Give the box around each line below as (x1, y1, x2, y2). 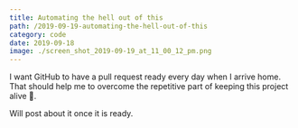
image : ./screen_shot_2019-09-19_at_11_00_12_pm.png (9, 47, 212, 56)
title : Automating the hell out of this (9, 13, 164, 23)
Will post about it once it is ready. (9, 108, 134, 119)
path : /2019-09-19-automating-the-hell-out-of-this (9, 22, 208, 31)
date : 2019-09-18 (9, 38, 75, 48)
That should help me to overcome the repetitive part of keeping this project (9, 81, 289, 92)
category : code (9, 30, 67, 39)
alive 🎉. (9, 91, 37, 102)
